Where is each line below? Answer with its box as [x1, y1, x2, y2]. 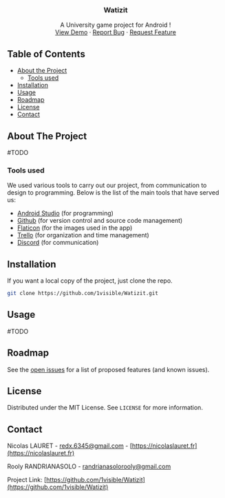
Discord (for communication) [17, 239, 99, 247]
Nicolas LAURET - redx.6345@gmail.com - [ [7, 442, 133, 450]
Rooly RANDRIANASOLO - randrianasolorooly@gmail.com [7, 462, 171, 470]
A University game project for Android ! [60, 21, 171, 29]
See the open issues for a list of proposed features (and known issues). [7, 365, 210, 373]
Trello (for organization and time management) [17, 231, 149, 239]
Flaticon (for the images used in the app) [17, 224, 133, 232]
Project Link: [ [7, 476, 47, 484]
